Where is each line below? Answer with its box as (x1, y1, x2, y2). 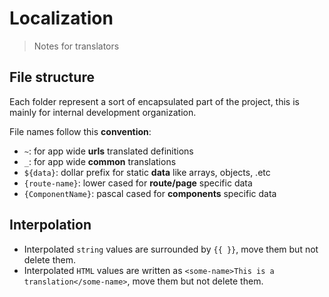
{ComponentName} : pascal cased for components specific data (23, 187, 277, 199)
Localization (9, 7, 114, 30)
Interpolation (9, 217, 92, 234)
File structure (9, 69, 95, 86)
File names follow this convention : (9, 125, 152, 137)
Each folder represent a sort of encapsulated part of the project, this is (9, 95, 300, 107)
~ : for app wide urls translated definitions (23, 145, 194, 157)
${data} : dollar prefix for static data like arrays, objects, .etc (23, 166, 271, 178)
